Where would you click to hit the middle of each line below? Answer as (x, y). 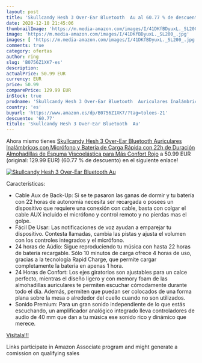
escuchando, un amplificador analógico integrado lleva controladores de (105, 311)
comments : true (25, 46)
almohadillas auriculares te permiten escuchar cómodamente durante (101, 285)
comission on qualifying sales (43, 353)
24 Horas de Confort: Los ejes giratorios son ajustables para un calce (101, 273)
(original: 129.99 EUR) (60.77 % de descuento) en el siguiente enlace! (92, 160)
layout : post (23, 12)
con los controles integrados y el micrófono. (69, 240)
